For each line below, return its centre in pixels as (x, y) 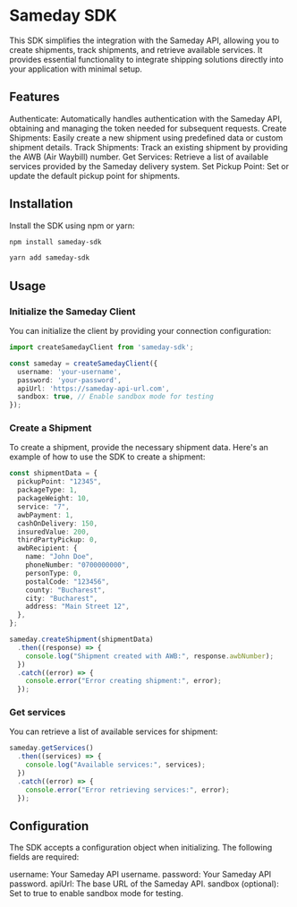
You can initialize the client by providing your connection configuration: (140, 331)
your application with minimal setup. (76, 69)
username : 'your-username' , (70, 372)
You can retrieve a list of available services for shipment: (114, 732)
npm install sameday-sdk (55, 242)
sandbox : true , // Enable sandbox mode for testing (116, 397)
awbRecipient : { (47, 548)
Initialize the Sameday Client (72, 312)
